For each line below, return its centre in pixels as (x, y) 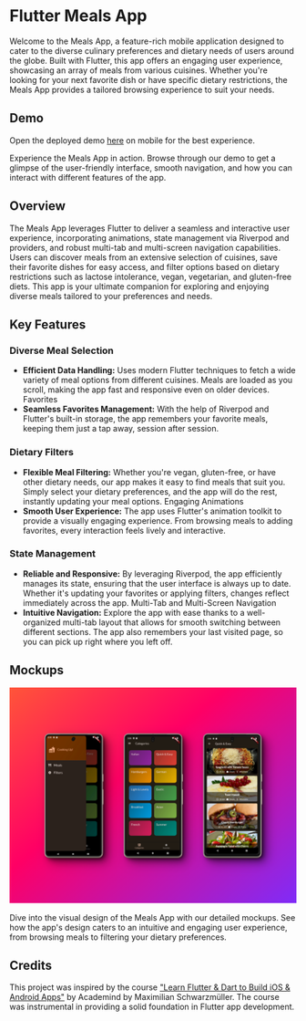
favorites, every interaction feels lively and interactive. (124, 530)
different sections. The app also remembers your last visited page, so (153, 631)
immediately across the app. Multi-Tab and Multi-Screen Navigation (149, 602)
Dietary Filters (42, 453)
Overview (38, 206)
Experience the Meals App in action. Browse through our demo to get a (143, 158)
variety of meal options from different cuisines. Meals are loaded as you (158, 380)
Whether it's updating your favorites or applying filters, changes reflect (156, 593)
